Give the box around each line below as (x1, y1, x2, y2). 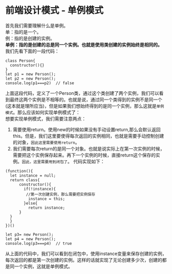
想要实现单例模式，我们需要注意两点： (5, 115, 86, 121)
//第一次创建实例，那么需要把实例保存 (26, 192, 96, 197)
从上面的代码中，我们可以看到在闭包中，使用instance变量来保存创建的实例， (5, 251, 167, 257)
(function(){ (5, 168, 33, 173)
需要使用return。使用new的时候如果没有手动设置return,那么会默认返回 (12, 126, 161, 133)
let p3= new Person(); (5, 232, 54, 237)
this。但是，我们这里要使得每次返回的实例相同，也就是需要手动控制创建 (12, 133, 164, 139)
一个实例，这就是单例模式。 (14, 263, 73, 269)
